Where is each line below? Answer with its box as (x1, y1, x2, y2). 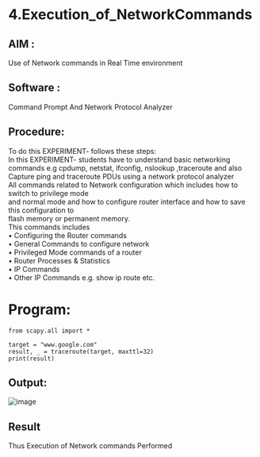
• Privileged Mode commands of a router (8, 248, 143, 257)
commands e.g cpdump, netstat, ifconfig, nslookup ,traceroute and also (8, 163, 243, 172)
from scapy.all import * (8, 327, 90, 335)
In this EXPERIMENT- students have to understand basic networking (8, 155, 231, 164)
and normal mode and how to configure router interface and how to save (8, 197, 246, 206)
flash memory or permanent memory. (8, 213, 131, 223)
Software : (8, 81, 61, 94)
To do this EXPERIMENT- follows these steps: (8, 146, 157, 156)
